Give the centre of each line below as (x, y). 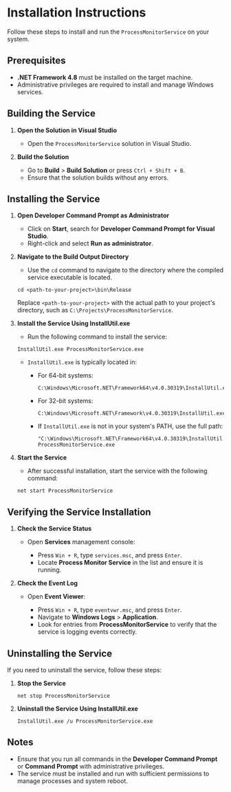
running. (49, 570)
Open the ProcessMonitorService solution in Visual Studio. (109, 143)
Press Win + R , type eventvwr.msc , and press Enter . (110, 610)
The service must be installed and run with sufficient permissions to (113, 773)
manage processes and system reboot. (73, 781)
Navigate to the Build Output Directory (73, 257)
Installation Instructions (77, 13)
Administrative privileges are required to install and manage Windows (115, 85)
